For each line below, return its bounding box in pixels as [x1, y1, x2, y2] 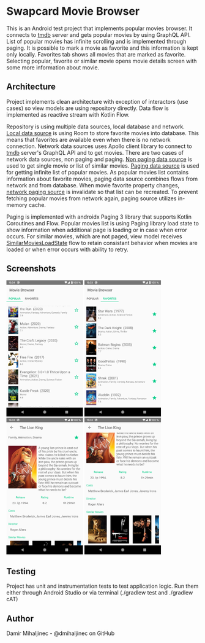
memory [6, 201, 28, 208]
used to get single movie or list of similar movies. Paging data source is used [6, 162, 199, 170]
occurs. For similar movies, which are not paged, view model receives [6, 232, 182, 240]
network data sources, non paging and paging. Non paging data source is [6, 155, 193, 163]
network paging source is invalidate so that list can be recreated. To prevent [6, 188, 198, 195]
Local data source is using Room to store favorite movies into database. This [6, 129, 199, 136]
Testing [6, 566, 36, 577]
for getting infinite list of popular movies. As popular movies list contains [6, 168, 188, 176]
